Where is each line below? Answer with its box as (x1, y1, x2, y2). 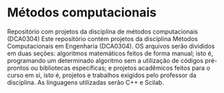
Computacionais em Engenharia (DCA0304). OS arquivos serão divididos (7, 42, 215, 50)
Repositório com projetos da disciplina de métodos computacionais (7, 27, 198, 36)
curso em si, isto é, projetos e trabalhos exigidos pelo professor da (7, 70, 196, 79)
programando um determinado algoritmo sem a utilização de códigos (7, 56, 204, 64)
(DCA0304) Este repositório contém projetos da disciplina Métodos (7, 34, 198, 42)
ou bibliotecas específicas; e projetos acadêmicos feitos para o (30, 64, 210, 72)
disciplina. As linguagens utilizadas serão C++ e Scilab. (7, 78, 164, 86)
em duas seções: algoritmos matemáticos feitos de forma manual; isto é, (7, 49, 214, 57)
